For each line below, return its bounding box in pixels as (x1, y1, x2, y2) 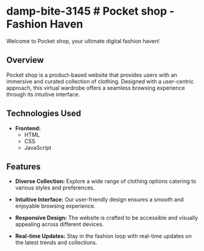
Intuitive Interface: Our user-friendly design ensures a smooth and (15, 196, 184, 203)
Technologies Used (6, 108, 81, 119)
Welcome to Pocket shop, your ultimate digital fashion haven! (6, 37, 160, 44)
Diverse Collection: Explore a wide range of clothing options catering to (15, 178, 197, 185)
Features (6, 161, 41, 172)
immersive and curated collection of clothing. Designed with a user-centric (6, 77, 194, 85)
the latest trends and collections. (15, 239, 97, 246)
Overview (6, 55, 44, 65)
